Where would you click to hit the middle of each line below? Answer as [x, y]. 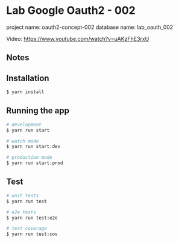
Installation [28, 78]
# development [24, 125]
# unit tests [23, 195]
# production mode [29, 158]
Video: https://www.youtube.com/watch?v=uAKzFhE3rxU [78, 38]
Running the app [38, 111]
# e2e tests [21, 212]
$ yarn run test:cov [32, 234]
